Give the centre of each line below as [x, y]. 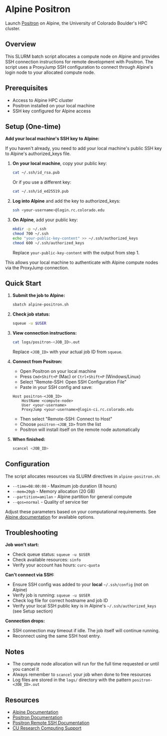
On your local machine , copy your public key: [60, 164]
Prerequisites [26, 88]
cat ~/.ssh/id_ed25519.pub [40, 192]
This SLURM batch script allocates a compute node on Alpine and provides [82, 56]
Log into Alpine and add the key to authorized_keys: [66, 201]
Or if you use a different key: [42, 182]
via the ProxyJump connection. [37, 267]
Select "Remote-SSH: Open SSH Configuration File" [73, 382]
